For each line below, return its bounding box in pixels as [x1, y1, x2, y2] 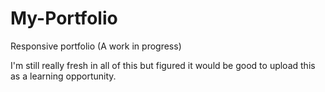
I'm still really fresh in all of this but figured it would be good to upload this [10, 59, 316, 71]
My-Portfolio [10, 7, 118, 30]
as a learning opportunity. [10, 70, 117, 82]
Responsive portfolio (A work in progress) [10, 40, 182, 52]
